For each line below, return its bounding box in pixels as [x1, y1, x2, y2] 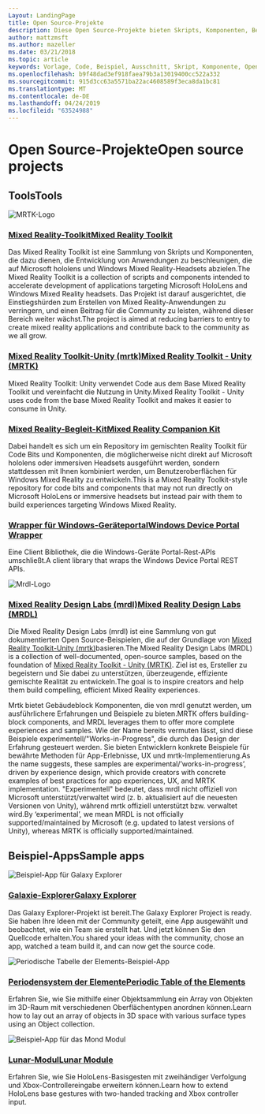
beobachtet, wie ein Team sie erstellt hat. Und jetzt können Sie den [8, 924, 226, 934]
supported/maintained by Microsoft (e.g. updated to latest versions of [8, 818, 235, 828]
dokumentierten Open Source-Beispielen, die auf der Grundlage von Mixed [8, 635, 252, 645]
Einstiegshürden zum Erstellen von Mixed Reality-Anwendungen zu [8, 297, 226, 307]
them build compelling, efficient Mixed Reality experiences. [8, 685, 200, 695]
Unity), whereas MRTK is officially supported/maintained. [8, 826, 195, 836]
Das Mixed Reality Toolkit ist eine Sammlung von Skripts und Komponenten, [8, 248, 254, 257]
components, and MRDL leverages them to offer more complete [27, 717, 235, 727]
